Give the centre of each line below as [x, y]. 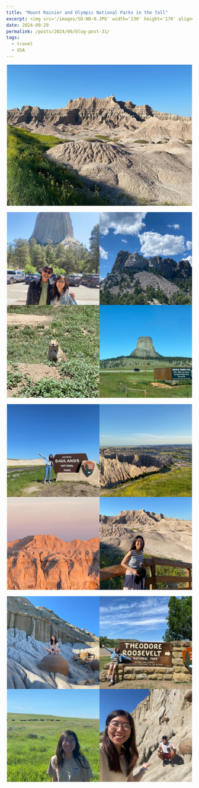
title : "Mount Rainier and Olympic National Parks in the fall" [87, 12]
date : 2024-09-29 [28, 25]
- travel [22, 44]
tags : [13, 38]
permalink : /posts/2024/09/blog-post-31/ [58, 31]
